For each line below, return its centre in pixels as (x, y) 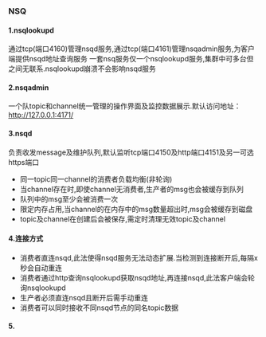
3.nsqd (20, 133)
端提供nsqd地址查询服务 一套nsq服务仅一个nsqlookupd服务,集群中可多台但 (131, 59)
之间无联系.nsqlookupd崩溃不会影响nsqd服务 (82, 69)
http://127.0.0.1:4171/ (41, 115)
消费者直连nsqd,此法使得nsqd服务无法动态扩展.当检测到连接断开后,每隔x (139, 257)
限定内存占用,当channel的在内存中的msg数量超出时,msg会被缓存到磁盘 (136, 209)
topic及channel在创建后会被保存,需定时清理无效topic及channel (122, 219)
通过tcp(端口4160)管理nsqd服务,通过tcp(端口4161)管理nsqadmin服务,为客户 (131, 49)
